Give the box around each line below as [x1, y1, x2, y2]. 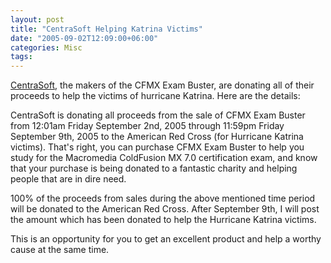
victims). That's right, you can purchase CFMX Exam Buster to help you [10, 141, 305, 153]
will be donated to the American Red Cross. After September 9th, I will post [10, 203, 320, 215]
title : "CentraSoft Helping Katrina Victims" [10, 24, 203, 34]
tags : [10, 52, 33, 62]
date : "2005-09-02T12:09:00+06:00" [10, 33, 159, 43]
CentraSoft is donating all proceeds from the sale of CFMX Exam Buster [10, 109, 306, 121]
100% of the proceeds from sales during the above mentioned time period [10, 192, 316, 205]
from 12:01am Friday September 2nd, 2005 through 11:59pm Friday [10, 120, 285, 132]
